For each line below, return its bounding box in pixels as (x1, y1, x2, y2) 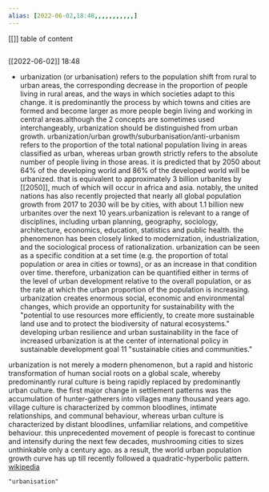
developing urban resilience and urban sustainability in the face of (19, 327, 239, 337)
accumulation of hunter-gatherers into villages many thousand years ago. (8, 393, 251, 403)
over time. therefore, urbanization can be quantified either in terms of (19, 268, 249, 277)
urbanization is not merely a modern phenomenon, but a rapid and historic (8, 360, 254, 369)
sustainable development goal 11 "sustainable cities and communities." (19, 344, 253, 353)
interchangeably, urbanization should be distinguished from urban (19, 123, 239, 132)
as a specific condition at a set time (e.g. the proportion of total (19, 250, 228, 260)
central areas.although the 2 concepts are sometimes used (19, 114, 215, 124)
